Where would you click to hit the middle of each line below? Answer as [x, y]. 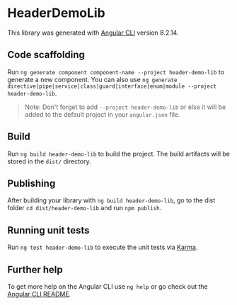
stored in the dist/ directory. [50, 161]
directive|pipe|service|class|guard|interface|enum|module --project [112, 86]
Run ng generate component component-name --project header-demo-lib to [116, 71]
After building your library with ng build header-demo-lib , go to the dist [111, 200]
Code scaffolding [46, 55]
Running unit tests [48, 230]
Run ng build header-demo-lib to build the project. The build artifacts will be [119, 154]
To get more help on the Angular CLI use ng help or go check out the [108, 287]
